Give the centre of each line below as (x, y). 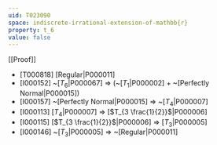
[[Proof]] (22, 60)
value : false (29, 37)
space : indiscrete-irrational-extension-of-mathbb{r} (98, 23)
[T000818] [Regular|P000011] (67, 74)
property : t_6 (31, 30)
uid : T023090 (29, 15)
